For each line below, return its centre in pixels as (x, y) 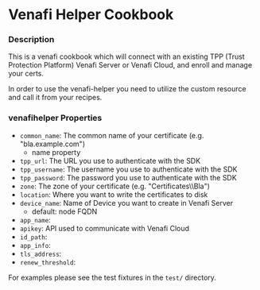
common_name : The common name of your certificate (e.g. (112, 135)
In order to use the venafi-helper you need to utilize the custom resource (127, 89)
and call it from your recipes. (55, 98)
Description (31, 40)
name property (56, 152)
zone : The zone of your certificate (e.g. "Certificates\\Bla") (115, 186)
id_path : (33, 237)
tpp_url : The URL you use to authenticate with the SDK (110, 160)
